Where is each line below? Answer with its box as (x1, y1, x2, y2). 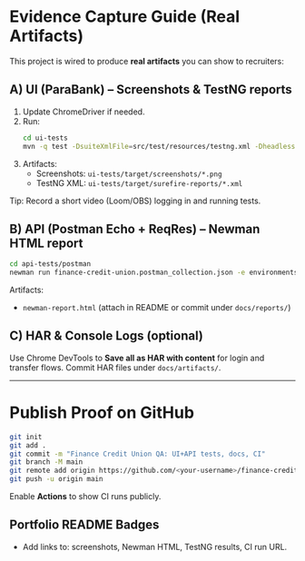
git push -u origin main (9, 475, 103, 484)
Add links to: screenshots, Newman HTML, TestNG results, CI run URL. (22, 541, 288, 552)
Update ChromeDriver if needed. (22, 106, 145, 117)
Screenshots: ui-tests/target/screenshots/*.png (35, 168, 222, 179)
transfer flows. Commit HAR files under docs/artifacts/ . (9, 361, 221, 373)
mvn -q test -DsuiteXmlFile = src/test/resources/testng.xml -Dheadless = (22, 142, 300, 151)
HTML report (9, 235, 84, 251)
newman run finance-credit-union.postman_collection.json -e (9, 268, 246, 278)
